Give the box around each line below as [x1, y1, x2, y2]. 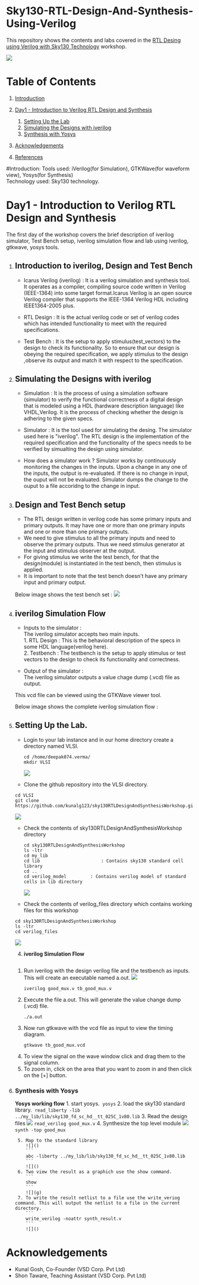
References [14, 153, 43, 160]
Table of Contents [6, 75, 96, 89]
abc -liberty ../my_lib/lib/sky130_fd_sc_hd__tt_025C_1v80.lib [26, 1153, 185, 1159]
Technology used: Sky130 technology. [6, 178, 100, 185]
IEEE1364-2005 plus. [23, 302, 75, 309]
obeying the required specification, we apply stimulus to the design [23, 350, 188, 357]
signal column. [23, 1059, 60, 1066]
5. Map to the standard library [17, 1138, 98, 1144]
